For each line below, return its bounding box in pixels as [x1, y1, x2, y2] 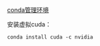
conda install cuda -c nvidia [7, 34, 94, 41]
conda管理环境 [7, 6, 49, 14]
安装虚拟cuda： [7, 20, 51, 28]
